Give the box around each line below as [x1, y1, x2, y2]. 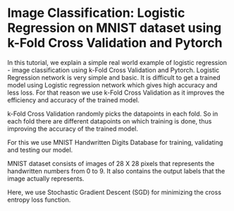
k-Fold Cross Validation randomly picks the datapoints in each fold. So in [7, 109, 218, 118]
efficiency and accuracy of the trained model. [7, 95, 140, 104]
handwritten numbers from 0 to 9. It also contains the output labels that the [7, 167, 226, 175]
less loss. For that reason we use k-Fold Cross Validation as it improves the [7, 88, 225, 97]
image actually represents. [7, 174, 85, 183]
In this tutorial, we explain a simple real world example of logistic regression [7, 58, 227, 66]
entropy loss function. [7, 195, 71, 204]
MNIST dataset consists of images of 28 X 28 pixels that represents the [7, 159, 215, 167]
